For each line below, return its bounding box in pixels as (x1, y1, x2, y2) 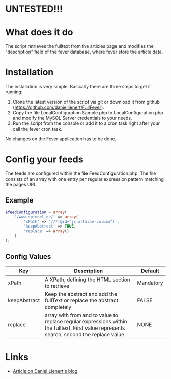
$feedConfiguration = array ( (5, 210, 67, 215)
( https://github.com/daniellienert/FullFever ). (12, 104, 104, 110)
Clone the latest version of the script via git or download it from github (12, 99, 160, 105)
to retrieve (45, 282, 70, 289)
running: (5, 89, 23, 95)
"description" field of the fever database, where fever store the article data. (5, 49, 163, 55)
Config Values (5, 252, 51, 261)
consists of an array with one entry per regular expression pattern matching (5, 176, 164, 182)
